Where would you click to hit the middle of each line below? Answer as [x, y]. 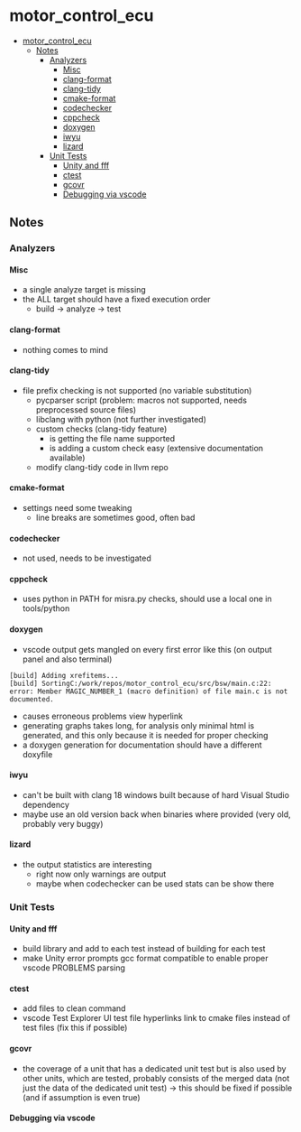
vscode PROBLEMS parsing [74, 968]
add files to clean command [74, 1008]
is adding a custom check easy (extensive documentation [156, 448]
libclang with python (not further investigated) [121, 419]
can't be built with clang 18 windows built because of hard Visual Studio [156, 794]
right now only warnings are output [101, 874]
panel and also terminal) [67, 659]
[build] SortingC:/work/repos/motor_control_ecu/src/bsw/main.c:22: [141, 683]
